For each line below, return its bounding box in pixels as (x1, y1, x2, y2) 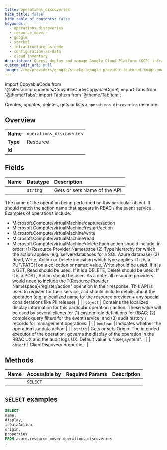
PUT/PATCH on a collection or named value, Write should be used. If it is (12, 262, 161, 268)
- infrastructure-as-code (9, 44, 64, 49)
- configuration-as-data (9, 49, 61, 54)
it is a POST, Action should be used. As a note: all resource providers (12, 272, 154, 278)
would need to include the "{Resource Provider (12, 278, 109, 284)
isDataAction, (5, 422, 35, 427)
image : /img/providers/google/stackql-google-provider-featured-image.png (5, 68, 164, 73)
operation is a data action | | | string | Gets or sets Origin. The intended (12, 325, 159, 332)
